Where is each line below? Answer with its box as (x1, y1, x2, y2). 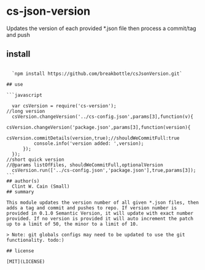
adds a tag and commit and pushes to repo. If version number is (6, 204, 177, 211)
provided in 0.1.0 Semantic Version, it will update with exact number (6, 210, 193, 216)
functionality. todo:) (6, 237, 64, 243)
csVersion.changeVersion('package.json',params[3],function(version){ (6, 124, 191, 130)
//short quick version (6, 156, 64, 163)
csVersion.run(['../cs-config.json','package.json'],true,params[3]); (12, 167, 196, 173)
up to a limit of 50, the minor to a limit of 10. (6, 221, 139, 227)
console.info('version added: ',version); (33, 140, 144, 147)
